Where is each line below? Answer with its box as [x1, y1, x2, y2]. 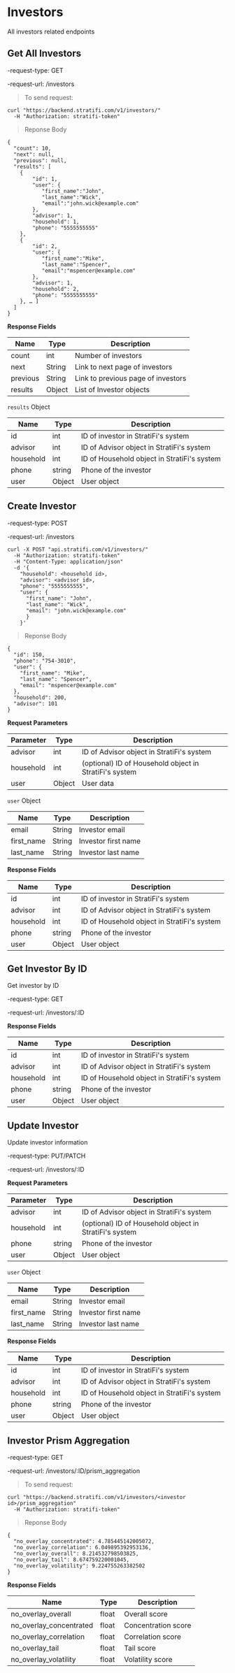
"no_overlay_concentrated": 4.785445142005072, [13, 1538, 155, 1545]
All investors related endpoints [7, 27, 95, 36]
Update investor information [7, 1138, 88, 1147]
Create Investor [7, 501, 77, 512]
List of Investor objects [74, 385, 150, 394]
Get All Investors [7, 48, 82, 59]
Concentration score [124, 1621, 192, 1630]
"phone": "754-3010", [13, 657, 77, 664]
